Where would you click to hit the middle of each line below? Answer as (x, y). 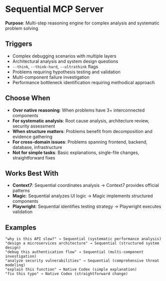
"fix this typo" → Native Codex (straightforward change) (67, 274)
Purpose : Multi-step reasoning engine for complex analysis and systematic (82, 23)
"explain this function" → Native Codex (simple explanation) (71, 270)
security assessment (34, 126)
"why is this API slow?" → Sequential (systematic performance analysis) (83, 239)
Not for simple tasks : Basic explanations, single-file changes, (76, 152)
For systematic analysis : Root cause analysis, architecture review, (81, 121)
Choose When (28, 98)
